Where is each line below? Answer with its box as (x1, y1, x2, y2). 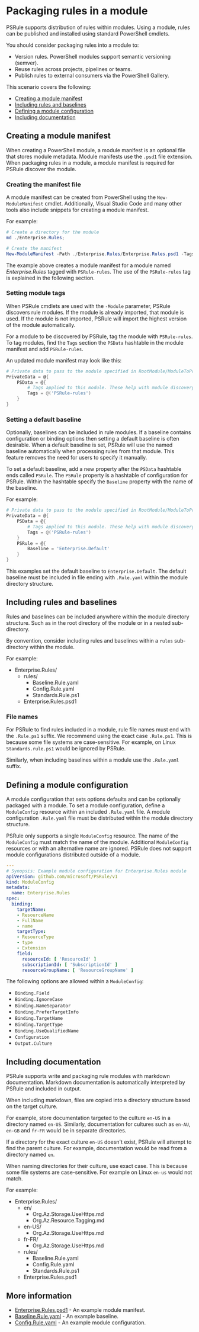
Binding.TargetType (14, 1022, 63, 1028)
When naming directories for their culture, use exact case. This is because (6, 1163, 188, 1170)
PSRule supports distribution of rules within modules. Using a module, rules (6, 24, 191, 31)
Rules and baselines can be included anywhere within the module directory (6, 613, 190, 620)
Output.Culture (14, 1041, 53, 1047)
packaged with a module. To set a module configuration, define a (6, 801, 165, 809)
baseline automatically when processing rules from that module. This (6, 448, 175, 455)
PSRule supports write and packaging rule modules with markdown (6, 1073, 170, 1080)
